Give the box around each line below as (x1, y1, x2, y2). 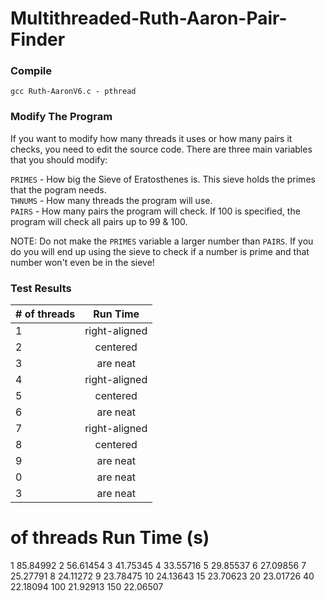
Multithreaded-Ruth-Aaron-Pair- (10, 7, 288, 30)
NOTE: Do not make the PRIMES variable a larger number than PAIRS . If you (10, 235, 314, 247)
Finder (10, 28, 66, 51)
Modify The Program (10, 110, 113, 124)
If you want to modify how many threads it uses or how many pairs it (10, 132, 293, 144)
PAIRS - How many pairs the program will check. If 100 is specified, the (10, 205, 301, 217)
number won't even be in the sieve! (10, 256, 155, 268)
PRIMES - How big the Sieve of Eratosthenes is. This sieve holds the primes (10, 173, 316, 185)
